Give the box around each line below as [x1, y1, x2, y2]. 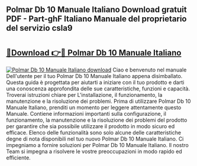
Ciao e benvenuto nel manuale [112, 66, 187, 73]
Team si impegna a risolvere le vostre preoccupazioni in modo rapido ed [6, 148, 182, 155]
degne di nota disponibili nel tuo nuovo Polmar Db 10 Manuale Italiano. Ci [6, 135, 184, 142]
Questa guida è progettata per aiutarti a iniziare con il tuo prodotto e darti [6, 79, 185, 86]
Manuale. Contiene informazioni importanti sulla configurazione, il [6, 110, 167, 117]
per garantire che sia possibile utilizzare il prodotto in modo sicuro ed [6, 123, 175, 129]
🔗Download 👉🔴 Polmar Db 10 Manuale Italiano [6, 47, 182, 58]
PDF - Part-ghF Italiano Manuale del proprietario [6, 14, 187, 24]
